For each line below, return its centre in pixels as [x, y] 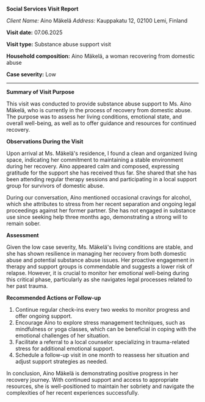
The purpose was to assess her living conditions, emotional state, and [94, 117]
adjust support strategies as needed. [61, 361]
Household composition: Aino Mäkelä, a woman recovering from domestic [101, 56]
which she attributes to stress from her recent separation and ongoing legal [101, 204]
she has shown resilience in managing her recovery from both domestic [96, 253]
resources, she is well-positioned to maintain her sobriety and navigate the [100, 386]
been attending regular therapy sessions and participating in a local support [102, 179]
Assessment [23, 235]
